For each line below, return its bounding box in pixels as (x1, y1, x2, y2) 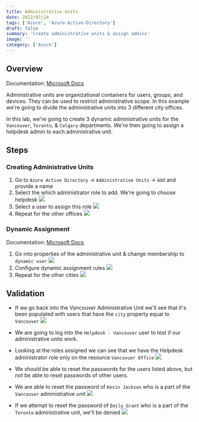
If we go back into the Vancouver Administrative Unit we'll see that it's (14, 304, 187, 311)
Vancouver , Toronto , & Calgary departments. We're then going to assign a (6, 121, 184, 128)
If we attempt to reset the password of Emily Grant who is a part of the (14, 402, 188, 409)
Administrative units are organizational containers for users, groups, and (6, 91, 183, 98)
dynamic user (14, 258, 48, 264)
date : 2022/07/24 (6, 14, 49, 20)
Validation (6, 289, 45, 299)
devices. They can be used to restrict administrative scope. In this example (6, 97, 190, 105)
